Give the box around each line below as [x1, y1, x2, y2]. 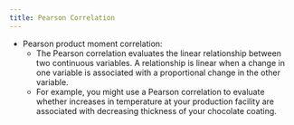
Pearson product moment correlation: [22, 38, 163, 49]
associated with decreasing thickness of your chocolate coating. [35, 105, 278, 116]
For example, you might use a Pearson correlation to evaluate [35, 86, 265, 97]
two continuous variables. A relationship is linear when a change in [35, 57, 285, 68]
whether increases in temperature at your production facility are [35, 96, 274, 107]
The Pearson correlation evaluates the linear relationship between [35, 47, 282, 59]
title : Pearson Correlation [9, 13, 116, 23]
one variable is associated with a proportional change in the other [35, 67, 280, 78]
